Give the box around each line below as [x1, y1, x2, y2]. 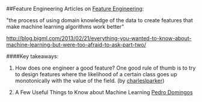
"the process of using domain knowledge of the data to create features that [6, 17, 194, 23]
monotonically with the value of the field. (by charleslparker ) [14, 77, 165, 84]
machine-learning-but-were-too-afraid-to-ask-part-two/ [6, 41, 146, 48]
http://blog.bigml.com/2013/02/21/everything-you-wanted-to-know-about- [6, 35, 192, 41]
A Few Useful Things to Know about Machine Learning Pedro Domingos [14, 89, 194, 95]
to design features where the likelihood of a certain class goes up [14, 71, 177, 77]
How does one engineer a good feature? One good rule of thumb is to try [14, 64, 196, 71]
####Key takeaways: [6, 53, 59, 59]
